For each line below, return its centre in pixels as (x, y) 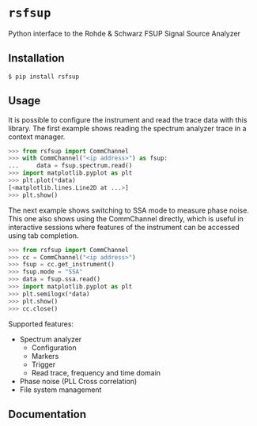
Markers (45, 356)
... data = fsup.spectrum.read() (70, 166)
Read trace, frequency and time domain (96, 372)
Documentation (47, 414)
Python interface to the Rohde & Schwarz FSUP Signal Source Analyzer (125, 33)
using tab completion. (43, 236)
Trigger (43, 364)
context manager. (37, 137)
